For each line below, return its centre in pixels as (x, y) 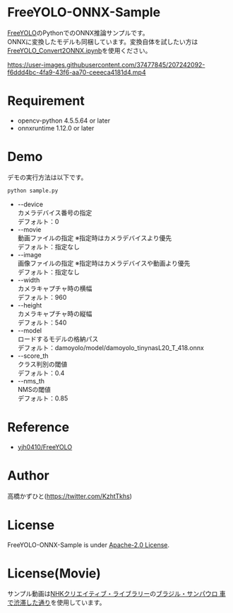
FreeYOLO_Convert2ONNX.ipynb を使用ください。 (79, 50)
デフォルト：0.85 (43, 398)
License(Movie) (54, 573)
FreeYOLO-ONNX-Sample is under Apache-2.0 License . (89, 545)
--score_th (33, 356)
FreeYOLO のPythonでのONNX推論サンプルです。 (78, 33)
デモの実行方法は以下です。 (47, 177)
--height (30, 305)
